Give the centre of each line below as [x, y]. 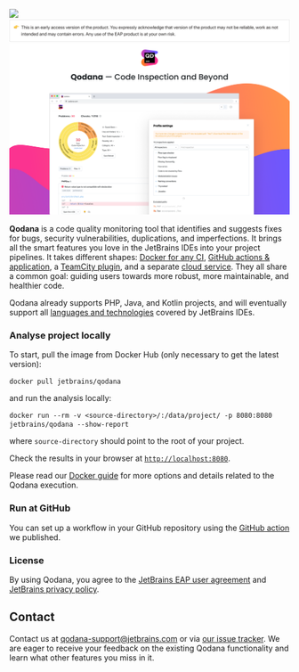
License [27, 560]
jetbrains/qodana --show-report [69, 425]
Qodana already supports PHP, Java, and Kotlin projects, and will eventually [148, 302]
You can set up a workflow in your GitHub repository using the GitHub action [149, 528]
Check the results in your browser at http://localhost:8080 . [120, 458]
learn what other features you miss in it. [82, 657]
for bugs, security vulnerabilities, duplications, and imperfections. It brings [145, 238]
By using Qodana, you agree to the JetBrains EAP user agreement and [138, 579]
